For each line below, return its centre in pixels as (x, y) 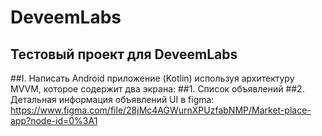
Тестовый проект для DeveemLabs (124, 54)
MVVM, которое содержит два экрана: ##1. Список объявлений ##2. (157, 89)
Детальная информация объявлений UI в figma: (112, 99)
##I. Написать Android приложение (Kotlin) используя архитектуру (152, 78)
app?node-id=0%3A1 (54, 120)
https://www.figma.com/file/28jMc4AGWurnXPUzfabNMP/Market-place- (161, 110)
